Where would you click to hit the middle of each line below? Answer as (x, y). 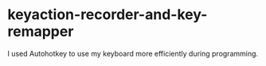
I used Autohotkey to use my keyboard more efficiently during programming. (133, 53)
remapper (41, 31)
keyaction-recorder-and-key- (108, 15)
